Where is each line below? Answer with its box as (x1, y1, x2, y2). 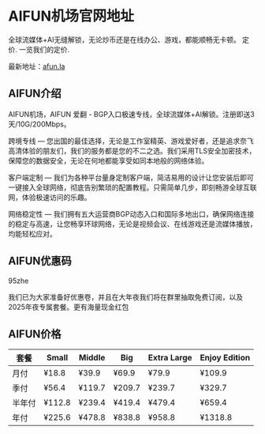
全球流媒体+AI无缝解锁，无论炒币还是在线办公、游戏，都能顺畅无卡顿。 (8, 35, 241, 44)
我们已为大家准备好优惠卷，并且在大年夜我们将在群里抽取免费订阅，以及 (8, 292, 243, 301)
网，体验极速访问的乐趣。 (8, 192, 91, 202)
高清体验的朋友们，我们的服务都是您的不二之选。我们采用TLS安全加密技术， (8, 145, 256, 155)
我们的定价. (32, 44, 70, 54)
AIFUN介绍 (8, 87, 62, 100)
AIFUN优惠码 (8, 255, 73, 268)
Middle (78, 353, 106, 364)
